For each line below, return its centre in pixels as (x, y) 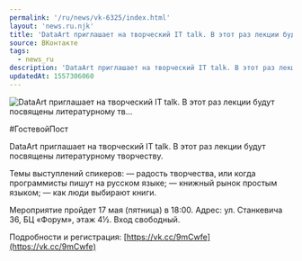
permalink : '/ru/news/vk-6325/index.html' (90, 18)
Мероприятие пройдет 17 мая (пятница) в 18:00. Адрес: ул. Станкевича (146, 210)
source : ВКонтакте (44, 43)
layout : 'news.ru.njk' (52, 26)
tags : (19, 51)
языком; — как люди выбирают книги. (83, 192)
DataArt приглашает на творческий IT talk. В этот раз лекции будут (138, 146)
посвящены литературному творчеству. (86, 156)
